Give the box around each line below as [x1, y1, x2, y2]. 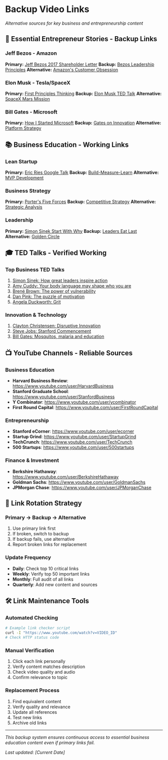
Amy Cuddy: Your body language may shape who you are [12, 283, 131, 289]
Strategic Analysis [5, 204, 42, 210]
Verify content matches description [12, 663, 85, 670]
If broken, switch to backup [12, 531, 69, 537]
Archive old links [12, 720, 47, 726]
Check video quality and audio [12, 669, 75, 675]
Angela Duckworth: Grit [12, 299, 61, 305]
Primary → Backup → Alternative [5, 514, 86, 521]
